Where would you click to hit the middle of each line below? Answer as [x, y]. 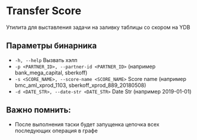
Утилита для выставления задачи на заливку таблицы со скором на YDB [98, 27]
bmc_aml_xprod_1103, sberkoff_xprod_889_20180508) [80, 85]
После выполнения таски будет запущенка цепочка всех [87, 124]
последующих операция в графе [56, 131]
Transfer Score [44, 11]
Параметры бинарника [51, 46]
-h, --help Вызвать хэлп [46, 60]
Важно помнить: [39, 110]
